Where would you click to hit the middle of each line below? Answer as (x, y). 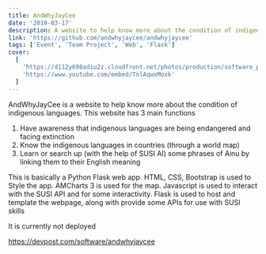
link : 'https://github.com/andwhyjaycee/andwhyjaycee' (101, 38)
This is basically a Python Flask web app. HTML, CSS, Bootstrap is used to (130, 177)
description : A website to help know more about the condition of (120, 30)
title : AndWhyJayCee (42, 15)
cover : (19, 52)
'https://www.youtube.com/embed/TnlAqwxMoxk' (99, 74)
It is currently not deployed (52, 226)
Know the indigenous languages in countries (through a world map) (129, 145)
